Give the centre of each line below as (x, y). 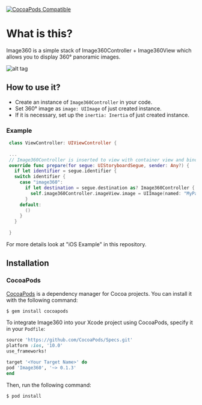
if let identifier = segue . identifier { (66, 171)
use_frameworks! (26, 351)
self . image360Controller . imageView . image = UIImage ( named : (106, 193)
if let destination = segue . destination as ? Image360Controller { (110, 188)
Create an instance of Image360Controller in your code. (84, 102)
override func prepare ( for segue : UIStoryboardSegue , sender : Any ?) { (99, 165)
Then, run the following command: (49, 385)
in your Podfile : (26, 329)
